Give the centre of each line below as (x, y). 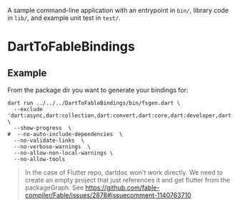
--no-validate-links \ (49, 140)
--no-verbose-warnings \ (52, 147)
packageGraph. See (54, 187)
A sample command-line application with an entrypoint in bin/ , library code (118, 10)
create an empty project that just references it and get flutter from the (127, 180)
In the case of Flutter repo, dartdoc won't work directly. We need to (124, 172)
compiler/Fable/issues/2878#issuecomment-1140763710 (108, 195)
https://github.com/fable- (122, 187)
